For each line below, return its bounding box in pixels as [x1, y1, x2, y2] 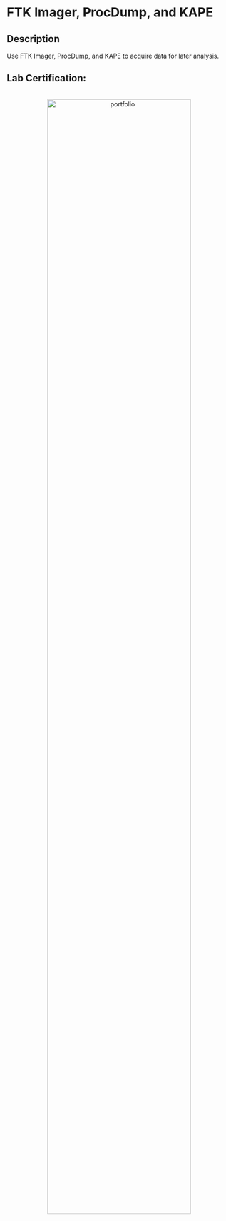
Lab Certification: [6, 72, 86, 84]
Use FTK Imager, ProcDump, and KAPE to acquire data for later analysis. [6, 51, 219, 60]
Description [6, 33, 60, 45]
